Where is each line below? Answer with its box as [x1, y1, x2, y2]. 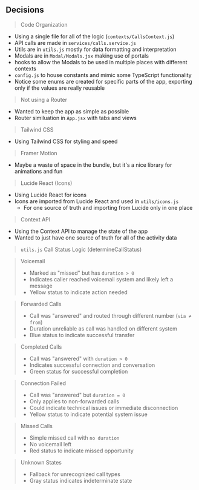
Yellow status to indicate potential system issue [29, 411, 148, 418]
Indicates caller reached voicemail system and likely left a [29, 275, 174, 283]
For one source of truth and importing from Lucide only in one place [23, 204, 193, 211]
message [29, 282, 53, 289]
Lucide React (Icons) [20, 179, 73, 187]
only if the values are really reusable [14, 84, 105, 92]
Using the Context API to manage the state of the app [14, 227, 148, 235]
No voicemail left [29, 440, 72, 448]
